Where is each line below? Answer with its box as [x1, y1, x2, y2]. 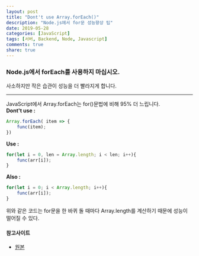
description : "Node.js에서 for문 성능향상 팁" [6, 20, 113, 25]
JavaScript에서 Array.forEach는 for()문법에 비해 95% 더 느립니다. [6, 101, 161, 108]
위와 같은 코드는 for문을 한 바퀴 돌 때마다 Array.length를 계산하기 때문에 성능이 [6, 207, 188, 214]
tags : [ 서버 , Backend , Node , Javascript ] [6, 36, 108, 42]
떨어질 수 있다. [6, 214, 40, 222]
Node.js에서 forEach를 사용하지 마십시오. [6, 67, 120, 76]
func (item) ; [17, 124, 46, 130]
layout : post [6, 8, 38, 15]
